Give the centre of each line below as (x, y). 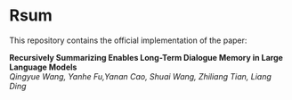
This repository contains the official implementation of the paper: (128, 40)
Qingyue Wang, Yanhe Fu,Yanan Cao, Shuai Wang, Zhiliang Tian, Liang (140, 76)
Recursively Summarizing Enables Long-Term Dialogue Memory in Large (146, 57)
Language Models (43, 67)
